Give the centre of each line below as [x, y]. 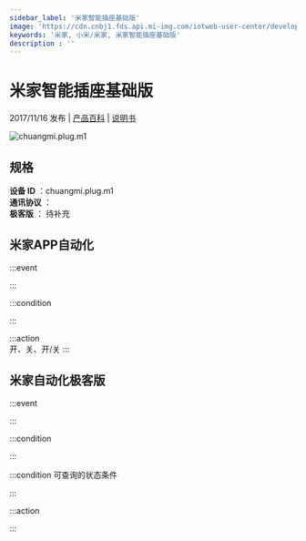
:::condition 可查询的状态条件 [64, 475]
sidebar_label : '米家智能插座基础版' [75, 18]
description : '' [42, 43]
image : [22, 26]
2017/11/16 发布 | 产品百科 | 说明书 [73, 118]
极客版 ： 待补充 [40, 214]
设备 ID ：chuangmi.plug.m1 [61, 191]
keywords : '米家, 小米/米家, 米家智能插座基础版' [95, 35]
